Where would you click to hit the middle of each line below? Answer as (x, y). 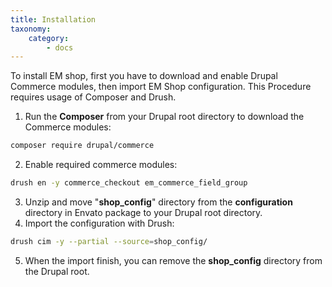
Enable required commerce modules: (101, 165)
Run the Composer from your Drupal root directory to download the (164, 117)
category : (49, 38)
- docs (60, 47)
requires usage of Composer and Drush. (93, 97)
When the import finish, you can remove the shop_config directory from (173, 260)
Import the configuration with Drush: (99, 223)
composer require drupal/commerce (82, 146)
